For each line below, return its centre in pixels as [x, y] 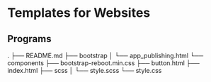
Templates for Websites [79, 13]
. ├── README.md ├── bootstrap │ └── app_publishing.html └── [105, 55]
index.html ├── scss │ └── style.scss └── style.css [85, 70]
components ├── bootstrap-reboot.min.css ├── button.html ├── [104, 63]
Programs [29, 39]
